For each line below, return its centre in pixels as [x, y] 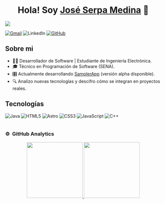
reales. [19, 88]
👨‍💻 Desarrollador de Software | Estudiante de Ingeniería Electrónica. [82, 61]
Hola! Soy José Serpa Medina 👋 [83, 10]
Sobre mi [19, 49]
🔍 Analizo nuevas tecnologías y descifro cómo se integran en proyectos [86, 81]
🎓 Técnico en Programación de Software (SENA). [63, 66]
